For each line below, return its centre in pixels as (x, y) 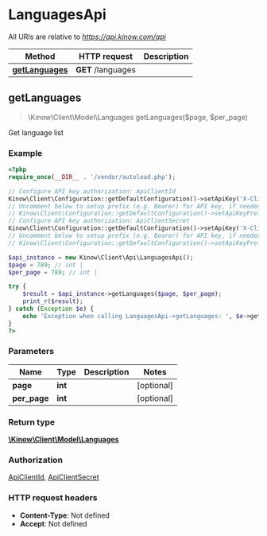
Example (25, 153)
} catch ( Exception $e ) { (51, 309)
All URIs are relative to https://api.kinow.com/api (87, 37)
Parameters (31, 352)
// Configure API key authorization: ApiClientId (92, 191)
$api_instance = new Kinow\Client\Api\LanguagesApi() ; (101, 257)
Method (40, 56)
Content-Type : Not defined (64, 515)
